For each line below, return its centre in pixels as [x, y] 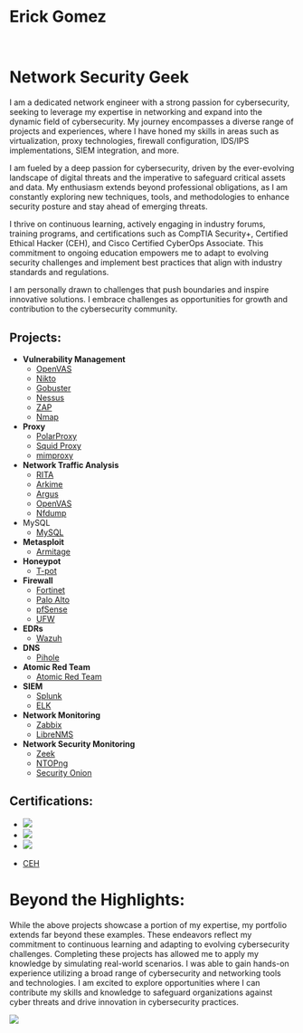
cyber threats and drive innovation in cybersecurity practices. [124, 1001]
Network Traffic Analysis [71, 464]
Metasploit [43, 541]
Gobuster [53, 387]
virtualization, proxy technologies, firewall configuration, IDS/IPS [129, 141]
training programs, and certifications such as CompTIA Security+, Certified [149, 234]
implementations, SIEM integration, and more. [94, 150]
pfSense [52, 609]
